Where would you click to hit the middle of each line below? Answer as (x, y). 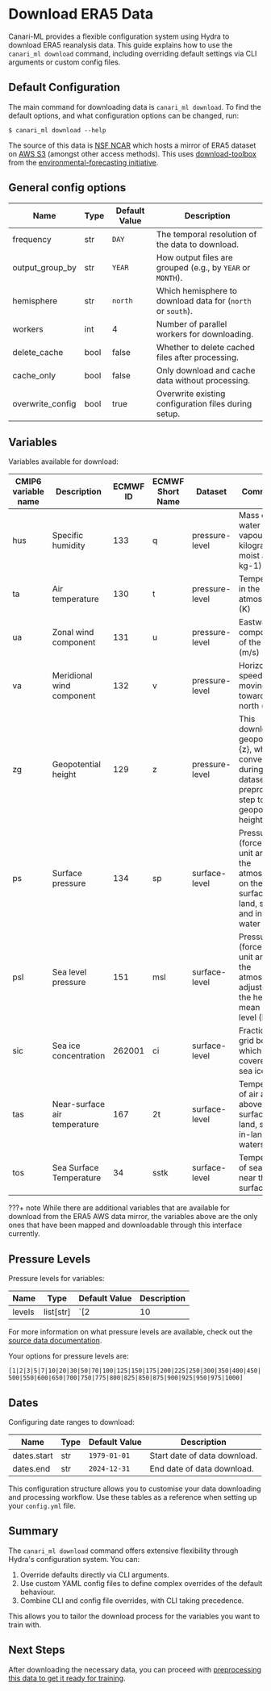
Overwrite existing (191, 394)
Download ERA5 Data (81, 14)
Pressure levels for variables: (56, 1279)
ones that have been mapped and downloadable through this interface (125, 1225)
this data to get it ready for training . (67, 1678)
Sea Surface (75, 1168)
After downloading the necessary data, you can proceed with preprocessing (135, 1669)
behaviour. (38, 1592)
